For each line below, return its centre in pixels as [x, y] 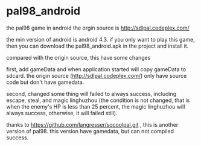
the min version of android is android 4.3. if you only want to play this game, [101, 39]
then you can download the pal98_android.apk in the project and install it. [97, 46]
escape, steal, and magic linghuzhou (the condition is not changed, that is [98, 100]
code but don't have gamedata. [45, 82]
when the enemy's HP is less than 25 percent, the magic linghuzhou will [96, 106]
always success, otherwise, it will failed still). [62, 113]
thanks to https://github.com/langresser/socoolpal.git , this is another [92, 124]
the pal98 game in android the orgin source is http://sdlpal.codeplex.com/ [98, 28]
